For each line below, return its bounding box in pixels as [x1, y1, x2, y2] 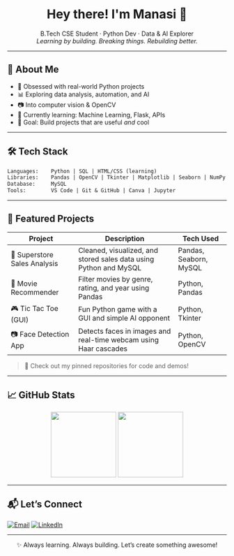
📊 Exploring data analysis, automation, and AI [17, 90, 150, 98]
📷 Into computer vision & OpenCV [17, 101, 116, 109]
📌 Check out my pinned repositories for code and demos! [24, 361, 189, 370]
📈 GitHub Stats [7, 389, 75, 401]
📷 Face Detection [10, 330, 70, 339]
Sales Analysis [10, 258, 58, 268]
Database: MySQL [7, 181, 68, 188]
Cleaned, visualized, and [77, 245, 159, 255]
